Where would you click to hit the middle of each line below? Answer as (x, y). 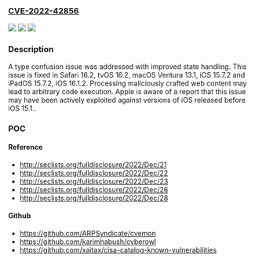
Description (31, 49)
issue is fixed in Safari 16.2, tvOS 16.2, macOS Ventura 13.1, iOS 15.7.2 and (127, 75)
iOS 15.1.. (22, 108)
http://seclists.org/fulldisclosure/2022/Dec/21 (93, 164)
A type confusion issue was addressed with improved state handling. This (127, 66)
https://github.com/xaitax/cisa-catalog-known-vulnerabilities (118, 249)
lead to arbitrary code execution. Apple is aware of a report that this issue (127, 91)
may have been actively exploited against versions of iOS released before (127, 100)
